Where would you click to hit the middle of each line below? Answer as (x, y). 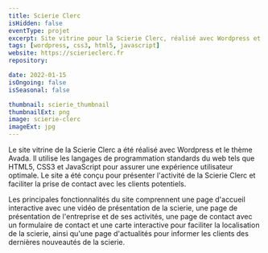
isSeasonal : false (39, 90)
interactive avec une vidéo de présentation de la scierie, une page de (123, 208)
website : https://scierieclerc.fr (66, 53)
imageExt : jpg (32, 127)
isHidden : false (35, 23)
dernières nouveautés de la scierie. (67, 242)
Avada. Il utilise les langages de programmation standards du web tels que (132, 158)
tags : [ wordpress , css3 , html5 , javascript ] (84, 46)
